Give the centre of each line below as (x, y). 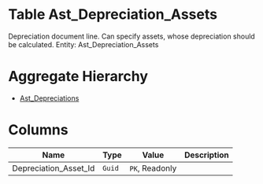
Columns (38, 130)
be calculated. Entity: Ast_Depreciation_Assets (83, 44)
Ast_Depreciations (49, 98)
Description (207, 155)
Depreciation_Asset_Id (54, 168)
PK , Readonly (153, 168)
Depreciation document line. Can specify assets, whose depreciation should (132, 36)
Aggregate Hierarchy (78, 77)
